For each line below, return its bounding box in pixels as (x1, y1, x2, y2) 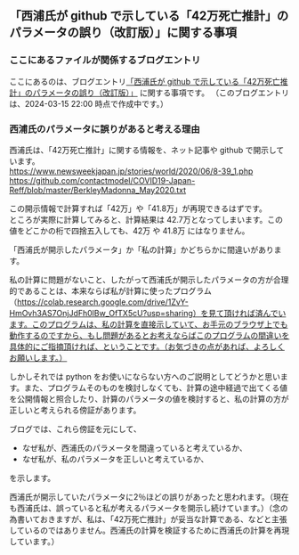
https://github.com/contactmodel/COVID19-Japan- (9, 175, 196, 185)
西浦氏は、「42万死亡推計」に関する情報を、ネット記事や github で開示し (9, 144, 277, 155)
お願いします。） (9, 352, 68, 363)
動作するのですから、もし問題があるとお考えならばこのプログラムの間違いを (9, 330, 290, 340)
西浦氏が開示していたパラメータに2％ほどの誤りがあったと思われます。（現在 (9, 491, 289, 502)
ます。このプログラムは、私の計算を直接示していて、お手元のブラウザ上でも (9, 319, 288, 330)
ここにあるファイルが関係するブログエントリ (9, 54, 201, 67)
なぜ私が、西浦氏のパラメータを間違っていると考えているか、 (21, 442, 247, 453)
